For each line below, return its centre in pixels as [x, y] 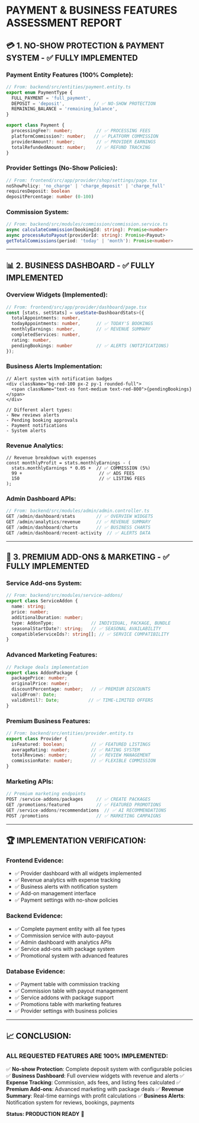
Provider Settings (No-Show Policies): [62, 168]
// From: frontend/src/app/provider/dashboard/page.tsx [76, 307]
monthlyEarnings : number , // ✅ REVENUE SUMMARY [81, 329]
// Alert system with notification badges [59, 378]
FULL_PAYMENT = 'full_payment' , [52, 98]
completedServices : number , [46, 335]
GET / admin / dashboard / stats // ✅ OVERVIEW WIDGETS [80, 517]
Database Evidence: [36, 971]
